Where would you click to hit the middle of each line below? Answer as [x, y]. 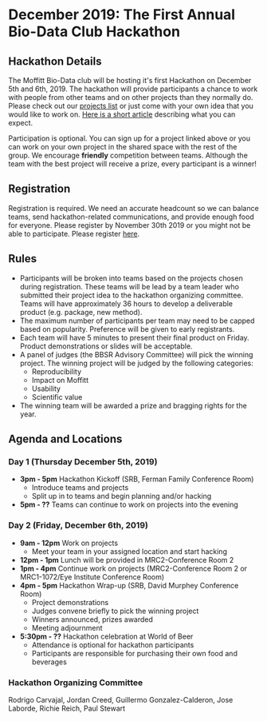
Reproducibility [57, 371]
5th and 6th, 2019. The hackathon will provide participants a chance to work [133, 89]
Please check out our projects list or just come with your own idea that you [131, 106]
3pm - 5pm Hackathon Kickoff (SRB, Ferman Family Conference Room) [137, 479]
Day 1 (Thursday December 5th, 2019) [83, 461]
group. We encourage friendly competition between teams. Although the [128, 155]
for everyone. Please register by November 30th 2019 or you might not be [130, 225]
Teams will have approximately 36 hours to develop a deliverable [126, 303]
